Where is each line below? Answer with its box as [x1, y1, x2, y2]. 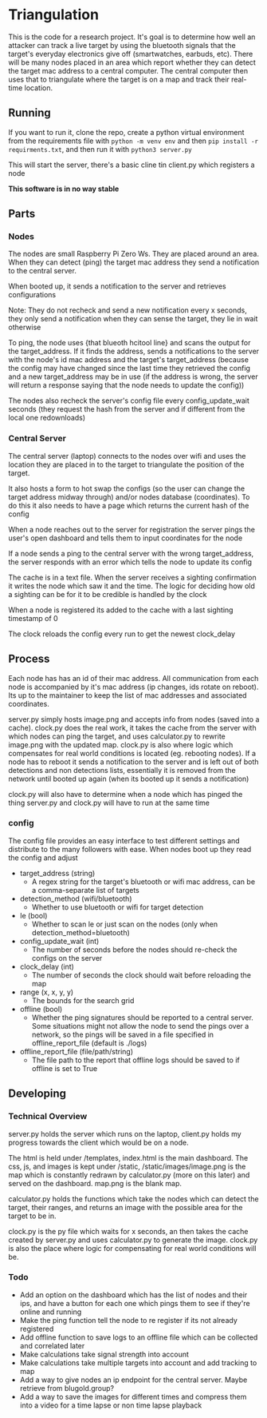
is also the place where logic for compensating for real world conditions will [8, 1243, 257, 1253]
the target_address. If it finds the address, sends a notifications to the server [8, 346, 260, 356]
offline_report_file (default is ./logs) [31, 1038, 147, 1048]
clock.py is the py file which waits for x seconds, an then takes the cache [8, 1226, 249, 1236]
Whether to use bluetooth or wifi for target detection [31, 902, 204, 912]
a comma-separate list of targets [31, 885, 139, 894]
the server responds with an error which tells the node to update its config [8, 557, 253, 567]
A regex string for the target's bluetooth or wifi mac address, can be [31, 877, 256, 886]
